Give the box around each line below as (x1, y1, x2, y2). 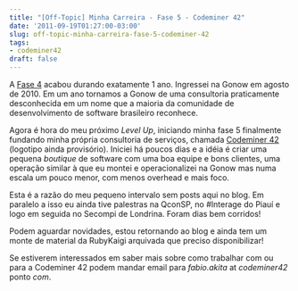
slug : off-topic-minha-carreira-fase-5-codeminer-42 (9, 29, 210, 38)
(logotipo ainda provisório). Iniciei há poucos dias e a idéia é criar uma (9, 144, 268, 154)
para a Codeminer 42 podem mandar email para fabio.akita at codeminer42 (9, 262, 288, 272)
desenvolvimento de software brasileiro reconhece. (9, 108, 199, 118)
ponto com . (9, 271, 52, 282)
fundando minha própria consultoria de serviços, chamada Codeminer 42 (9, 135, 279, 145)
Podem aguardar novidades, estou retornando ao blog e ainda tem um (9, 226, 268, 237)
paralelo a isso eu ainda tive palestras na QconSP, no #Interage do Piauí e (9, 199, 281, 210)
